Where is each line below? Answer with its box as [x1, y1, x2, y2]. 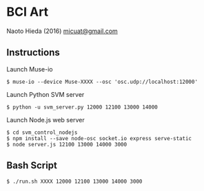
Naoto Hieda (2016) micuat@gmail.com [6, 27, 118, 35]
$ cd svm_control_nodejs [6, 128, 78, 136]
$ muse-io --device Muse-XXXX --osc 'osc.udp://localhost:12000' [6, 78, 198, 85]
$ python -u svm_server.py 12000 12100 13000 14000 [6, 104, 158, 111]
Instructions [6, 47, 60, 58]
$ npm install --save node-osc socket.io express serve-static [6, 135, 192, 142]
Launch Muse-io [6, 65, 53, 73]
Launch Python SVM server [6, 90, 85, 98]
